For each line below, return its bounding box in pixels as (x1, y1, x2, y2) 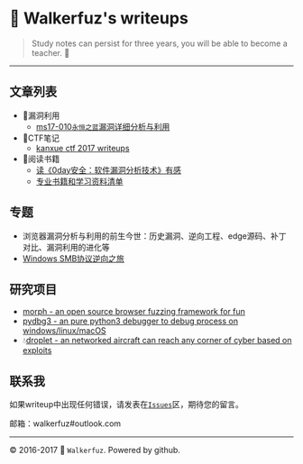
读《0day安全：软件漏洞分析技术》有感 (35, 164, 182, 175)
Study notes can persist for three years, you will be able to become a (31, 38, 288, 49)
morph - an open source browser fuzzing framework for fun (22, 306, 246, 317)
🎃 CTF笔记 (22, 132, 60, 143)
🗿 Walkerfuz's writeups (9, 8, 189, 29)
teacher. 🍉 (31, 47, 70, 58)
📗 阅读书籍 (22, 153, 60, 164)
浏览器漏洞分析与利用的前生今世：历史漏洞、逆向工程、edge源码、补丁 (22, 230, 287, 241)
